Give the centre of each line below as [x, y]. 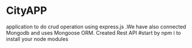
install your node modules [37, 39]
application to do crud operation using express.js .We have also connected [96, 27]
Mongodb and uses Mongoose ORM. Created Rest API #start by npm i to [94, 32]
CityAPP [27, 11]
